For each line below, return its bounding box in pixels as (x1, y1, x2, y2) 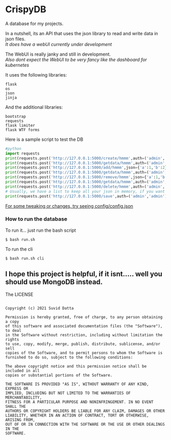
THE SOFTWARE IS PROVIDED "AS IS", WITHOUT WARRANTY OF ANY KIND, (5, 381, 149, 386)
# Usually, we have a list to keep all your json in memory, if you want (5, 189, 165, 194)
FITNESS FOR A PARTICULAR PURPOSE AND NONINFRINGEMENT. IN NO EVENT (5, 399, 154, 404)
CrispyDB (5, 4, 47, 15)
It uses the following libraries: (5, 71, 67, 78)
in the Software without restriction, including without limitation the (5, 332, 163, 337)
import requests (5, 151, 40, 156)
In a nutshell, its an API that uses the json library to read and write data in (5, 30, 158, 36)
